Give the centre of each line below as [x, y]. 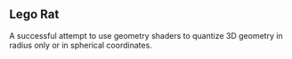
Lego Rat [34, 15]
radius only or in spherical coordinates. [81, 45]
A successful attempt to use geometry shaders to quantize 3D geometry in [146, 35]
